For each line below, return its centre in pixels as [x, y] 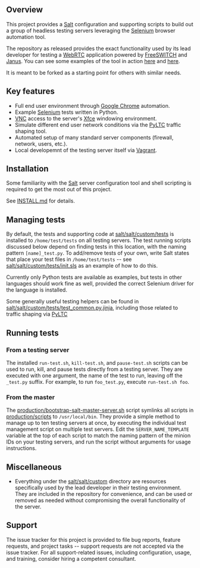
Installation [27, 169]
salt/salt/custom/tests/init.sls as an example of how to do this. [82, 266]
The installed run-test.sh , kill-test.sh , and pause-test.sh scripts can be [97, 362]
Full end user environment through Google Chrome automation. [92, 105]
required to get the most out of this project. [59, 190]
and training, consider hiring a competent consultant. [71, 558]
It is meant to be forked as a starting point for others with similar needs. [94, 72]
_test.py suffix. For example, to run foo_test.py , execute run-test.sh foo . [98, 381]
